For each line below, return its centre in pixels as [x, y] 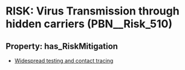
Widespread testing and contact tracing [64, 61]
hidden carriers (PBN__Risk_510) [89, 24]
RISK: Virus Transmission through [92, 11]
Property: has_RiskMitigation [62, 46]
